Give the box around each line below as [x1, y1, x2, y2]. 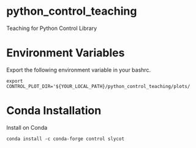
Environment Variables [6, 46, 125, 60]
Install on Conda [6, 124, 48, 131]
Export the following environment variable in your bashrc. [6, 66, 151, 73]
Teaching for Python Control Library [6, 24, 97, 32]
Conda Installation [6, 104, 102, 117]
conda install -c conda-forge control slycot [6, 136, 124, 142]
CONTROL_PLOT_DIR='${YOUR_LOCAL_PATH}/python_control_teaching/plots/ [6, 83, 190, 89]
